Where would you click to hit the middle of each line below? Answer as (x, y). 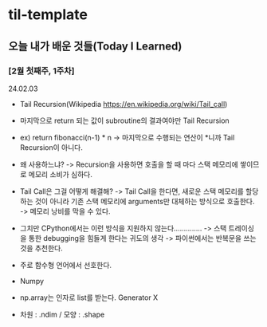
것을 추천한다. (41, 248)
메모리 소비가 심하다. (61, 174)
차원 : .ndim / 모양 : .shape (62, 314)
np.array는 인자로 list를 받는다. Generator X (89, 297)
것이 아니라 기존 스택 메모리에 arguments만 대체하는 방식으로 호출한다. (145, 201)
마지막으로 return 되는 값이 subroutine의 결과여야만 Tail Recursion (124, 120)
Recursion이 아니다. (51, 147)
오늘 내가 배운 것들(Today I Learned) (95, 46)
